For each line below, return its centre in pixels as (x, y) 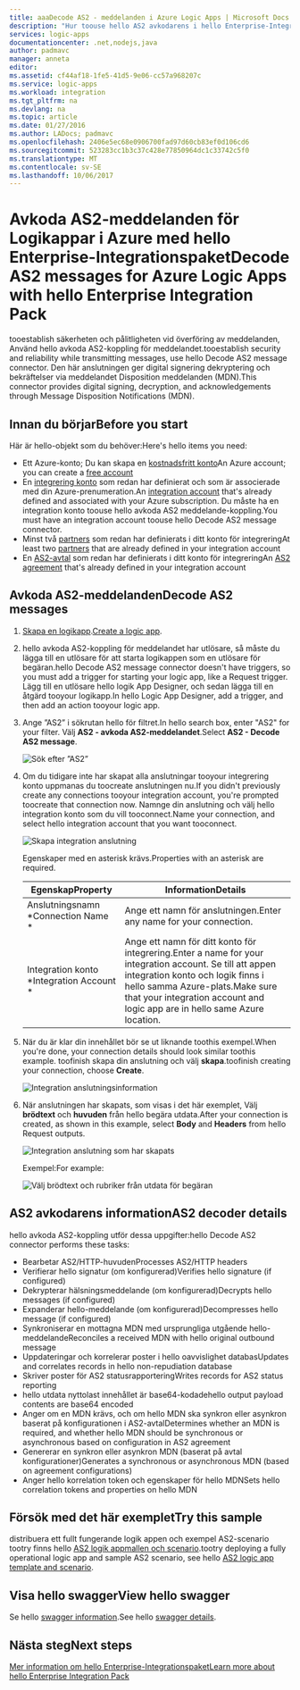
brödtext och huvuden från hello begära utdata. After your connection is (155, 1114)
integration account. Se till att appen (200, 964)
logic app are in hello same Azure (195, 1008)
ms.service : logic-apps (54, 84)
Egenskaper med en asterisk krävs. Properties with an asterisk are (143, 858)
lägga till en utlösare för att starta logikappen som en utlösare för (141, 657)
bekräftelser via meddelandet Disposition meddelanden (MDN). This (133, 377)
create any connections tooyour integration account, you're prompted (150, 795)
